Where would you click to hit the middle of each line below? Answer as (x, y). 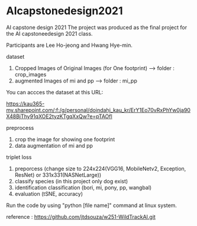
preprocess (20, 128)
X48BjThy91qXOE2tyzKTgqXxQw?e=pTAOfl (59, 116)
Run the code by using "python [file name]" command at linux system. (92, 205)
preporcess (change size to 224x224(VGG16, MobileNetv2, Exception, (100, 168)
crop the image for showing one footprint (65, 139)
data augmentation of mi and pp (54, 145)
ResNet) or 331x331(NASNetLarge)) (58, 175)
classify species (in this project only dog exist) (71, 181)
